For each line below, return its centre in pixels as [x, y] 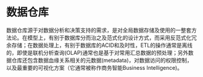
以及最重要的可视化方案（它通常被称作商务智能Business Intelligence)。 [95, 67]
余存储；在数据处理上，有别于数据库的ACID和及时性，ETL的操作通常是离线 [99, 45]
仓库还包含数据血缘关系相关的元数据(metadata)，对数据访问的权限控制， [102, 60]
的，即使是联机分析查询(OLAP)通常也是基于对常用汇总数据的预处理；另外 [97, 52]
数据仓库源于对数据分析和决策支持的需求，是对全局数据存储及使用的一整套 [99, 30]
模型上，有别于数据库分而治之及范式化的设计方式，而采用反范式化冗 [112, 37]
